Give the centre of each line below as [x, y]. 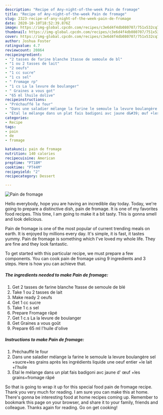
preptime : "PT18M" [24, 163]
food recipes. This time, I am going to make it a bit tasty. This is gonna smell [81, 214]
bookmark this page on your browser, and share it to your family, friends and [81, 402]
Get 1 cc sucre [26, 303]
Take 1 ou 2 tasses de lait [37, 292]
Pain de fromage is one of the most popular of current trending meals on [78, 229]
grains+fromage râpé [33, 378]
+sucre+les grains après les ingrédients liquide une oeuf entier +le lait [82, 362]
